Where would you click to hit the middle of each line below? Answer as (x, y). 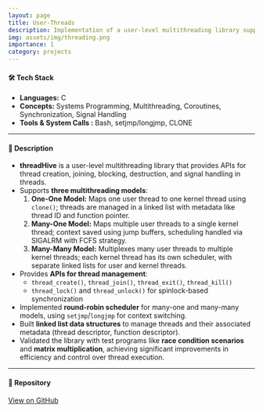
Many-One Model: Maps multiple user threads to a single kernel (135, 224)
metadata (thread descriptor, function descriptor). (100, 332)
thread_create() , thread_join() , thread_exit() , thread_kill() (132, 283)
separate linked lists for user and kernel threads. (109, 266)
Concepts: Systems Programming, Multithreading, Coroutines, (120, 106)
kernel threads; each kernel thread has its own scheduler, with (131, 257)
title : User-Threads (42, 23)
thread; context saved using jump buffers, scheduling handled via (137, 232)
